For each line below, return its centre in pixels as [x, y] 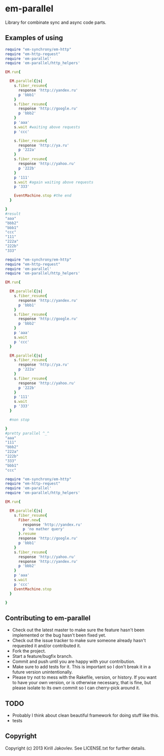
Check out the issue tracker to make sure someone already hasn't [79, 641]
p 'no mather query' [44, 529]
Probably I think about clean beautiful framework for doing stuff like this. [86, 715]
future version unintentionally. [42, 672]
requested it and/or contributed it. [47, 646]
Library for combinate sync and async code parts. [56, 22]
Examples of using [34, 38]
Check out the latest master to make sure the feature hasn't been [78, 630]
